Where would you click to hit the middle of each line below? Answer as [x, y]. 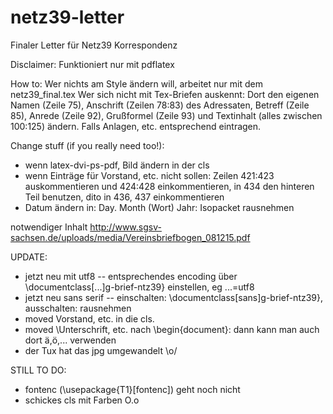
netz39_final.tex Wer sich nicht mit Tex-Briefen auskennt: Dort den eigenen [165, 94]
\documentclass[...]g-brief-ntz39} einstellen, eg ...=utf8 [139, 287]
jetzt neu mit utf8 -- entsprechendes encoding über [131, 276]
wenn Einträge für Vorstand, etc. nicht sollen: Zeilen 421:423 [149, 175]
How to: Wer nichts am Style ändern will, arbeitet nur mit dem [136, 83]
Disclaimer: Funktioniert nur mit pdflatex [92, 64]
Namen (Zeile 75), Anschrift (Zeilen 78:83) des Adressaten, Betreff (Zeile [160, 105]
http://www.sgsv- [125, 227]
